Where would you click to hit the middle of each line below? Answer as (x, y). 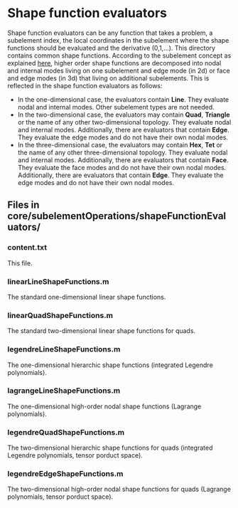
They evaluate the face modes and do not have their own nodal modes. (122, 167)
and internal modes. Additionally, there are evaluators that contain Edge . (123, 129)
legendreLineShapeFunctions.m (64, 349)
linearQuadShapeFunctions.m (60, 315)
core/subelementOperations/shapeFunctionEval (117, 216)
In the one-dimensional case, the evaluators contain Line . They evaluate (123, 99)
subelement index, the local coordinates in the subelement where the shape (118, 40)
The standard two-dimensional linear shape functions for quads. (102, 331)
